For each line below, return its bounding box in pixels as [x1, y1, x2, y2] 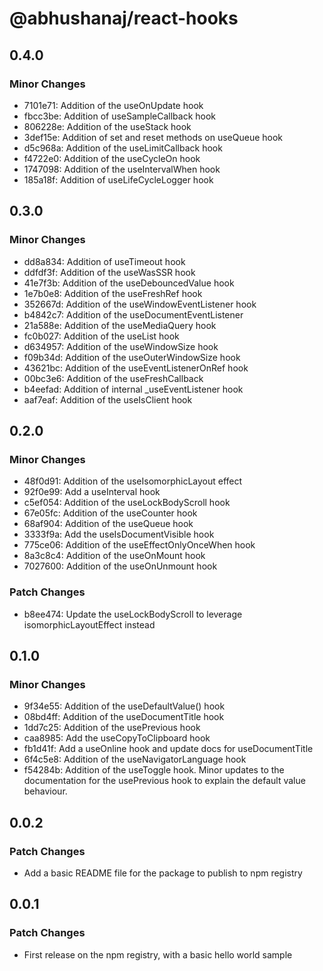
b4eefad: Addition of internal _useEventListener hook [23, 383, 244, 395]
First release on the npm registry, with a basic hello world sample [23, 948, 293, 961]
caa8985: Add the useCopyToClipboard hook [23, 732, 211, 744]
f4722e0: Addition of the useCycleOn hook [23, 152, 201, 164]
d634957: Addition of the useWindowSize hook [23, 340, 219, 352]
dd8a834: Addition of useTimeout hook [23, 255, 186, 267]
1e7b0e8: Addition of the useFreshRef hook [23, 287, 203, 299]
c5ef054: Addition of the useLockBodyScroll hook [23, 497, 231, 509]
